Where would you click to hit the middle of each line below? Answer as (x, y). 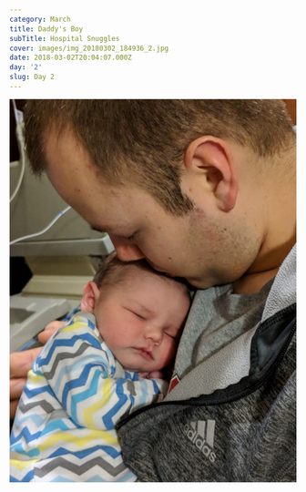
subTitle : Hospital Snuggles (65, 38)
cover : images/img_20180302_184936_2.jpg (89, 48)
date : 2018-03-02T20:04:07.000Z (71, 58)
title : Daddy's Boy (46, 29)
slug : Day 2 (32, 77)
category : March (40, 19)
